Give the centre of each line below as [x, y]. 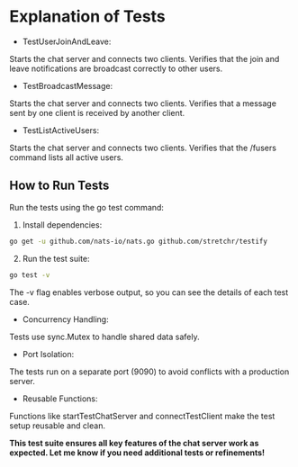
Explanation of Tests [88, 17]
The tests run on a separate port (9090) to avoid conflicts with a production [149, 372]
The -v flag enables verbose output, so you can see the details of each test [149, 292]
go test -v [30, 275]
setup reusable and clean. [58, 426]
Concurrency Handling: [66, 319]
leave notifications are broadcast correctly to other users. [116, 68]
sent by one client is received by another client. [97, 112]
